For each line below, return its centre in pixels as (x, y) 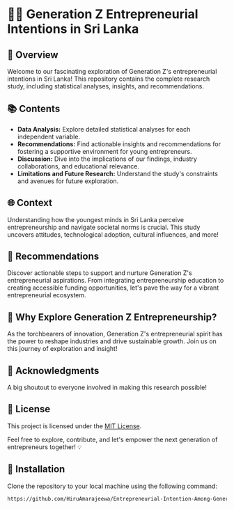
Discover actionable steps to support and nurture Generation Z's (100, 273)
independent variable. (49, 136)
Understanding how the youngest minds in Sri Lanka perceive (96, 219)
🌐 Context (30, 203)
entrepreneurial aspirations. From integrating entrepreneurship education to (116, 281)
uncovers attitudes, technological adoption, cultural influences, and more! (113, 234)
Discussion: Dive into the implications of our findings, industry (107, 159)
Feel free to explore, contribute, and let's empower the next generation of (112, 439)
